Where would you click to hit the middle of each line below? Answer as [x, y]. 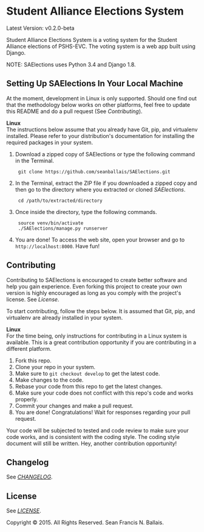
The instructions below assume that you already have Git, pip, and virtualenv [102, 130]
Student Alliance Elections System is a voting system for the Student [92, 40]
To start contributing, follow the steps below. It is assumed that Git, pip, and [101, 311]
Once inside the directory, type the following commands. [86, 212]
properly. [26, 399]
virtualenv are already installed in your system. [65, 317]
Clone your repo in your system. [55, 367]
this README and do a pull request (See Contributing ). [74, 111]
